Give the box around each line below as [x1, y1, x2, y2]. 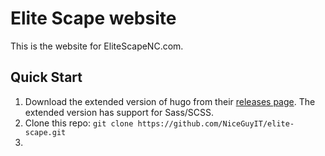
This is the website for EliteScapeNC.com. [10, 40, 184, 52]
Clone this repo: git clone [24, 117, 134, 129]
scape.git [24, 127, 67, 137]
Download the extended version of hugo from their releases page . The [24, 95, 316, 107]
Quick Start [10, 69, 83, 86]
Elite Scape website [10, 7, 177, 30]
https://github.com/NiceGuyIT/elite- [137, 118, 295, 129]
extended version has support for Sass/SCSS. [24, 106, 215, 118]
